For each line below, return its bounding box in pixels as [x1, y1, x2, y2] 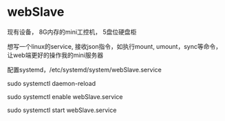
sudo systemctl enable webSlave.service [7, 92, 123, 100]
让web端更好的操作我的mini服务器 [7, 51, 104, 59]
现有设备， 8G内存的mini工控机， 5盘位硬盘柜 [7, 27, 137, 36]
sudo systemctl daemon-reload [7, 79, 96, 87]
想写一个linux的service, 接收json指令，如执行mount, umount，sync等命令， [7, 42, 222, 50]
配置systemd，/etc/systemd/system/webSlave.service [7, 65, 162, 74]
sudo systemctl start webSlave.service [7, 106, 117, 114]
